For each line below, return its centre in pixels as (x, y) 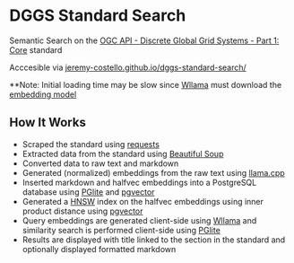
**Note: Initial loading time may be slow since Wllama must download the (146, 84)
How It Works (48, 123)
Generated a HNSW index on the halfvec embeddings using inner (143, 201)
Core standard (36, 49)
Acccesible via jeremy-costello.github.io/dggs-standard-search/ (128, 67)
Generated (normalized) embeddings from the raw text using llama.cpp (153, 172)
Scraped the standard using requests (91, 144)
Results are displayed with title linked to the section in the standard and (154, 240)
